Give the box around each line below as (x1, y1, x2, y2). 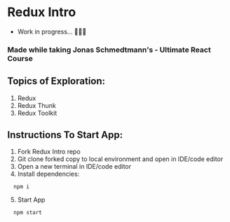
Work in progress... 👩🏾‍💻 (17, 27, 87, 36)
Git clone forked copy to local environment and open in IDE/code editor (17, 155, 223, 163)
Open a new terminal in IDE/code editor (17, 162, 132, 171)
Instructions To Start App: (7, 129, 123, 141)
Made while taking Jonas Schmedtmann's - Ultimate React (7, 45, 212, 55)
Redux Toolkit (17, 109, 57, 117)
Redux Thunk (17, 101, 56, 109)
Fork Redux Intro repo (17, 148, 81, 156)
